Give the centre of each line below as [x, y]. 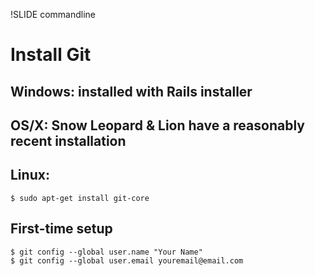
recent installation [68, 140]
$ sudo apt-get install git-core [80, 198]
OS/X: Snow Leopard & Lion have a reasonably [157, 125]
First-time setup [61, 229]
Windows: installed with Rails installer [131, 91]
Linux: [30, 175]
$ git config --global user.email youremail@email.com [127, 260]
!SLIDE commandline [53, 14]
